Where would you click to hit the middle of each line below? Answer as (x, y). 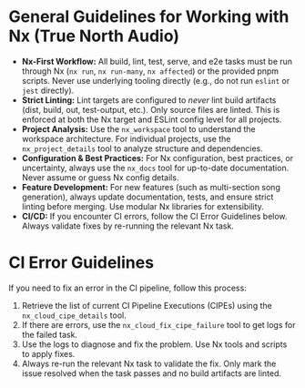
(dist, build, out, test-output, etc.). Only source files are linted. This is (151, 109)
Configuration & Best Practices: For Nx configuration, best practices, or (157, 158)
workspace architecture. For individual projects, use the (126, 138)
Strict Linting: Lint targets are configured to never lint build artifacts (149, 100)
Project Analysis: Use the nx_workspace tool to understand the (138, 128)
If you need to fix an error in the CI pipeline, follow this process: (127, 288)
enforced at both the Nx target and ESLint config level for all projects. (152, 119)
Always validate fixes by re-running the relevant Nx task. (127, 226)
